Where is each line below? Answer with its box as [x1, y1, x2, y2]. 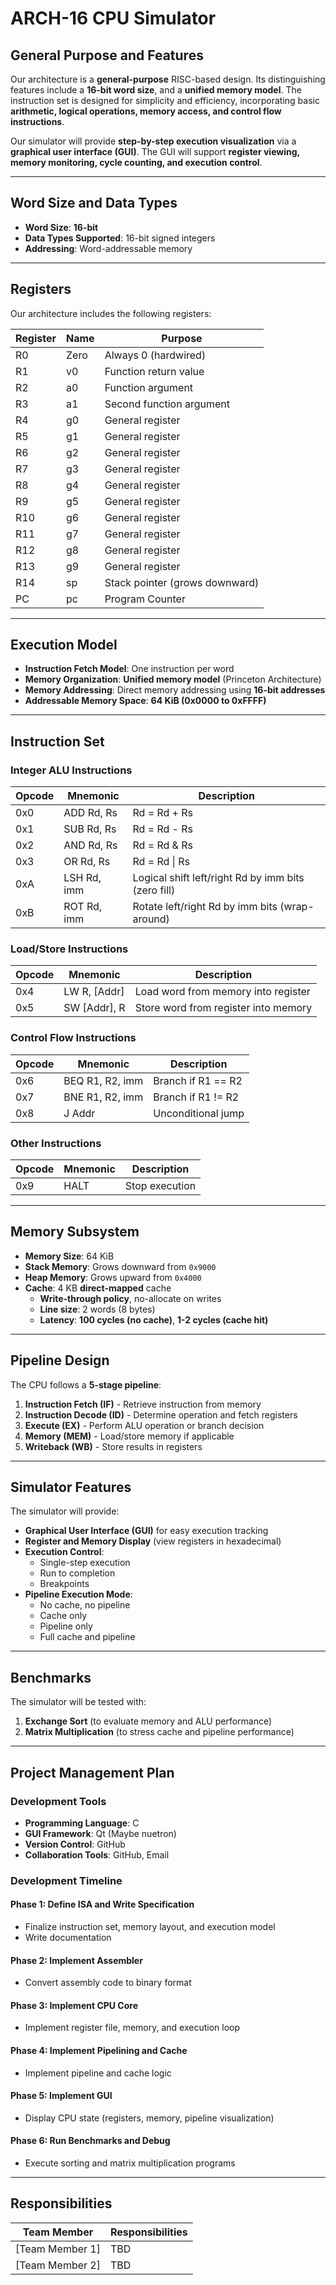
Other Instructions [10, 1136, 102, 1150]
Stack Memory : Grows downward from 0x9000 [24, 1260, 217, 1272]
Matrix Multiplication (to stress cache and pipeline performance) [24, 1726, 295, 1738]
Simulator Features [10, 1479, 132, 1496]
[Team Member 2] [15, 2258, 101, 2272]
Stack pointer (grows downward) [104, 575, 260, 589]
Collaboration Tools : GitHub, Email [24, 1848, 170, 1861]
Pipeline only [39, 1620, 93, 1632]
